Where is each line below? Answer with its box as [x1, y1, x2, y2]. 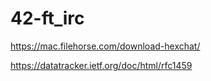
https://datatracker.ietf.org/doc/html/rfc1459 [10, 59, 193, 71]
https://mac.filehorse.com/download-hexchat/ [10, 40, 201, 52]
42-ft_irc [10, 7, 85, 30]
